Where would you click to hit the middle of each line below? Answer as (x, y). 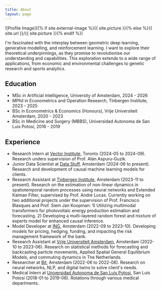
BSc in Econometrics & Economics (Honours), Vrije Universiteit (75, 111)
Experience (23, 142)
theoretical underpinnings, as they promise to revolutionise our (68, 53)
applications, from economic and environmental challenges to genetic (75, 63)
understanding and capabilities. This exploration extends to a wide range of (80, 58)
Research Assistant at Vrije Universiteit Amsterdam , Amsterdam (76, 242)
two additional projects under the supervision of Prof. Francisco (76, 200)
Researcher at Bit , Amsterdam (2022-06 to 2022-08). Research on (79, 262)
